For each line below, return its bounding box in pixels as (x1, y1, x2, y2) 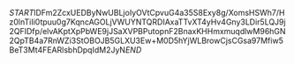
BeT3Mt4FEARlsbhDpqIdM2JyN (9, 45, 126, 55)
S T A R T (9, 8, 34, 18)
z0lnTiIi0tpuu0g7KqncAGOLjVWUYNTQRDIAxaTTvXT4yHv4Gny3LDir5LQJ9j (9, 17, 286, 27)
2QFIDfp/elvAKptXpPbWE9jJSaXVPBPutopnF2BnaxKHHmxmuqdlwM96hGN (9, 26, 286, 36)
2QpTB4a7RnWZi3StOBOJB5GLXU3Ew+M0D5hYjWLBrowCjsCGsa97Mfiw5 (9, 35, 284, 46)
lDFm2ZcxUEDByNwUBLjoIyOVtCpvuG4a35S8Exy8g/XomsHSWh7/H (34, 8, 285, 18)
